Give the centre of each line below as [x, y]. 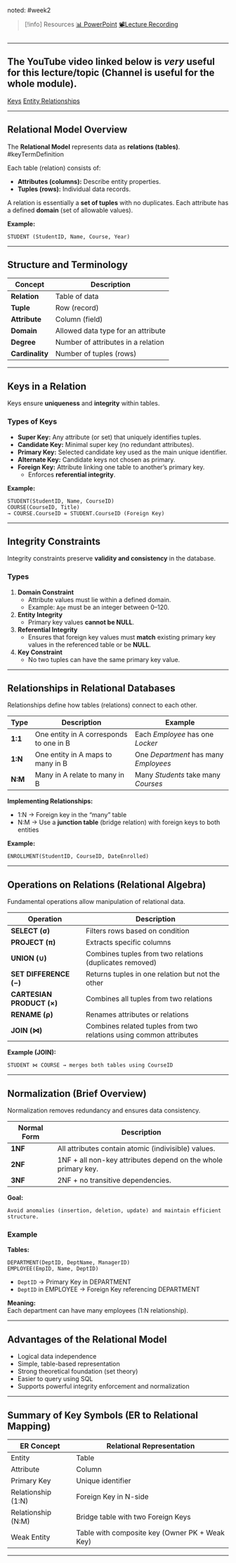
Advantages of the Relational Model [87, 1339]
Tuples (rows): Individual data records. [74, 189]
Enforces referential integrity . [72, 474]
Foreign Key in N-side [112, 1497]
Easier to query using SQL [55, 1379]
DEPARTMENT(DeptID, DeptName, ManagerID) [69, 1263]
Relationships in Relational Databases [91, 688]
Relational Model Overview [67, 130]
